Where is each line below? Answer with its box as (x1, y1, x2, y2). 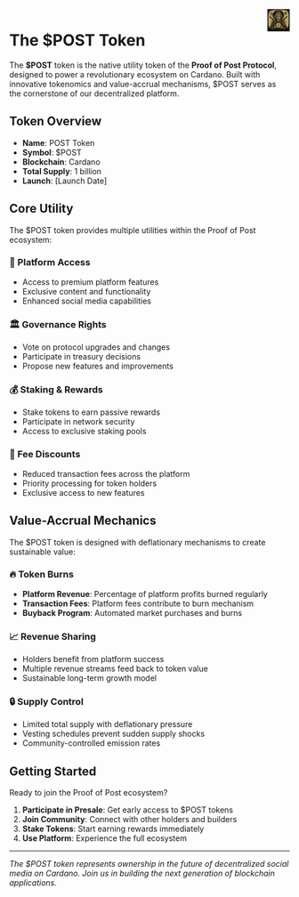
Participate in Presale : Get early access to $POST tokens (21, 804, 234, 815)
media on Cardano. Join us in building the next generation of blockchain (9, 868, 276, 879)
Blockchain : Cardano (21, 156, 101, 167)
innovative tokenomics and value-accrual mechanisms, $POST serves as (9, 78, 277, 89)
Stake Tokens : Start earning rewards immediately (21, 823, 205, 835)
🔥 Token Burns (9, 569, 74, 581)
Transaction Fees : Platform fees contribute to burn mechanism (21, 598, 255, 609)
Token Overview (9, 114, 102, 129)
